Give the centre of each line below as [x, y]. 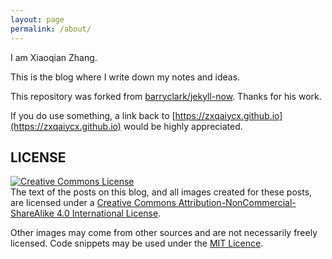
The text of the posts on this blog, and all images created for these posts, [161, 192]
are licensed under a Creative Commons [93, 203]
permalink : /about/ [51, 29]
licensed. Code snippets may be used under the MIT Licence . [137, 243]
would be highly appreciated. [183, 126]
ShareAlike [32, 213]
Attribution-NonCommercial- [237, 203]
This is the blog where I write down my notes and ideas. [125, 77]
